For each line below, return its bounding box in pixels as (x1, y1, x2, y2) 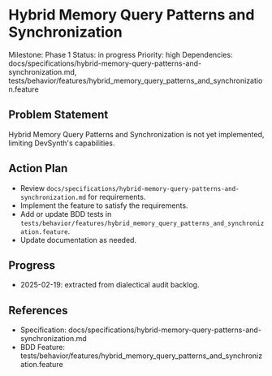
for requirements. (88, 192, 146, 201)
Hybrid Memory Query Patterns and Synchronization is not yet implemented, (8, 129, 265, 139)
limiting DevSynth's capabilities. (8, 138, 115, 148)
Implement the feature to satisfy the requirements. (19, 201, 188, 210)
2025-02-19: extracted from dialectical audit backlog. (19, 280, 200, 290)
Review (19, 183, 45, 192)
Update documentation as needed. (19, 235, 136, 244)
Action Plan (8, 162, 68, 175)
